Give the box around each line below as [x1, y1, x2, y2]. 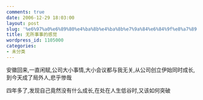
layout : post [6, 20, 40, 26]
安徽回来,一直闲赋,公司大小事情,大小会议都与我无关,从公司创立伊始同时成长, [6, 66, 196, 73]
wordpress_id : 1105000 [6, 37, 64, 43]
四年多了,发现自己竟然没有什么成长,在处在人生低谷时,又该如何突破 [6, 87, 171, 94]
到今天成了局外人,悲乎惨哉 [6, 74, 72, 81]
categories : [6, 43, 36, 49]
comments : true [6, 9, 45, 15]
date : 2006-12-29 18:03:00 [6, 15, 75, 21]
